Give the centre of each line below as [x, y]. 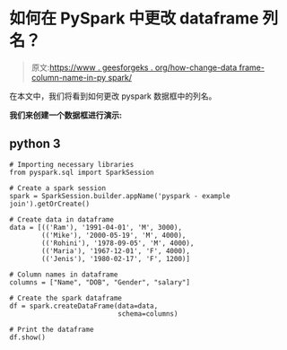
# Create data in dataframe [62, 219]
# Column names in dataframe [64, 275]
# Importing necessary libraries [72, 164]
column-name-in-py [69, 77]
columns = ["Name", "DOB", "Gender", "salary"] [100, 282]
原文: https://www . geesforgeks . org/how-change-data [134, 67]
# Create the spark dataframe [66, 298]
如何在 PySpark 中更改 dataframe [134, 18]
